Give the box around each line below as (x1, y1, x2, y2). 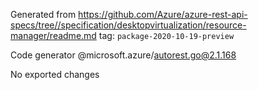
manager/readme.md (10, 30, 97, 41)
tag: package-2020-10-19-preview (98, 30, 235, 41)
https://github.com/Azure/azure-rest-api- (78, 9, 248, 20)
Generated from (10, 9, 77, 20)
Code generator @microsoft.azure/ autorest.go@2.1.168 (10, 49, 237, 61)
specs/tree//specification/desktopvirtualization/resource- (10, 19, 247, 31)
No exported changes (10, 69, 100, 80)
